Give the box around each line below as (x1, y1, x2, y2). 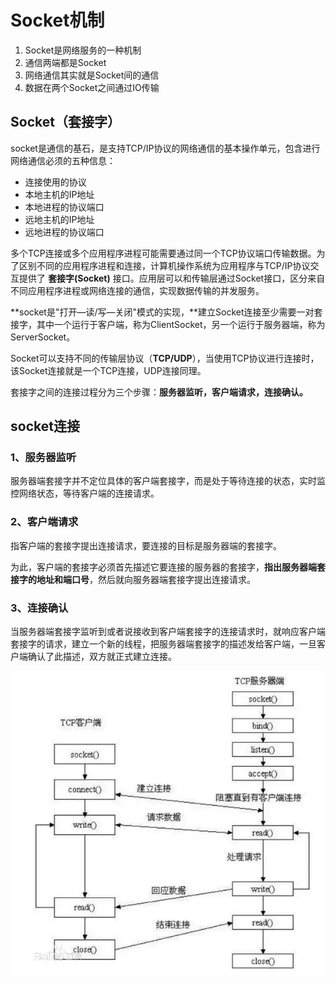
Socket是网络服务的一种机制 (24, 44, 142, 56)
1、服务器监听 (10, 451, 77, 465)
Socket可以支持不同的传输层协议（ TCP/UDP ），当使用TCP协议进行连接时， (10, 352, 320, 364)
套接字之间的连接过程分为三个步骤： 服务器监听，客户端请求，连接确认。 (10, 386, 308, 398)
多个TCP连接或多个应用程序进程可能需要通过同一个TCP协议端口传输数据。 (10, 247, 317, 259)
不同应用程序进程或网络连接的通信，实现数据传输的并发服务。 (10, 284, 265, 296)
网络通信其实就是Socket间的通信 (24, 69, 160, 81)
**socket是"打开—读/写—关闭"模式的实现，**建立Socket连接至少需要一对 (10, 306, 315, 318)
